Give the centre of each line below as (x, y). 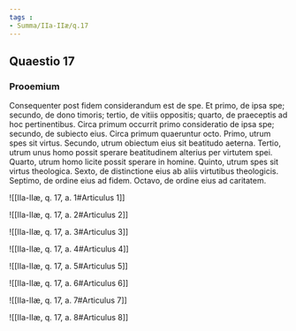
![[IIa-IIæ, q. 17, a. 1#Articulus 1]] (67, 198)
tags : (21, 17)
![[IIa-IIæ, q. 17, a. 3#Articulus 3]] (69, 232)
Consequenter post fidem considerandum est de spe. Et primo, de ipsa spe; (147, 106)
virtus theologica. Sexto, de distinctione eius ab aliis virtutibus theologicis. (144, 171)
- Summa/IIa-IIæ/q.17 (49, 26)
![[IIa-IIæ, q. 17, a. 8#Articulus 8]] (69, 318)
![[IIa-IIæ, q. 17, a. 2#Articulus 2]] (69, 215)
